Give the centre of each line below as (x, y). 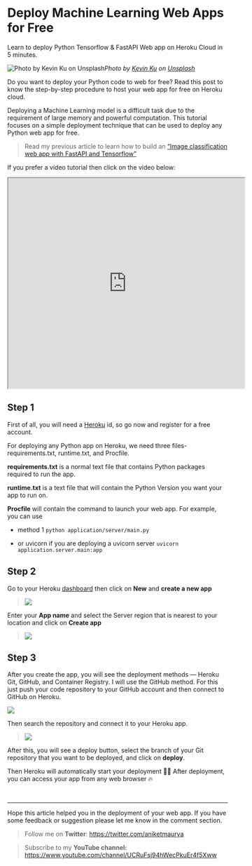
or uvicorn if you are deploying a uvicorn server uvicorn (98, 543)
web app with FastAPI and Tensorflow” (80, 154)
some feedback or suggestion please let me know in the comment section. (115, 820)
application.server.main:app (60, 550)
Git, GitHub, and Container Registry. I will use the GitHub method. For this (113, 682)
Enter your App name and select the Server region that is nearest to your (112, 615)
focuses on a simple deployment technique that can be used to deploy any (115, 125)
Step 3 (22, 657)
